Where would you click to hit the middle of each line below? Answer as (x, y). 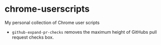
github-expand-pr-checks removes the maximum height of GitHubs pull (84, 32)
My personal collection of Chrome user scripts (52, 22)
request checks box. (33, 37)
